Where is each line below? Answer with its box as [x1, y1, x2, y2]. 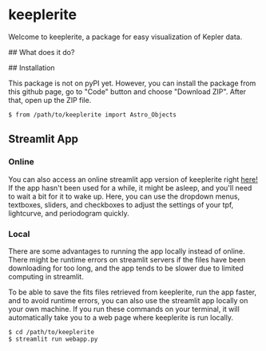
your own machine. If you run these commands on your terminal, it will [8, 304, 240, 314]
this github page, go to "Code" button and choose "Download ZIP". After [8, 86, 246, 97]
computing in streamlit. [8, 271, 84, 281]
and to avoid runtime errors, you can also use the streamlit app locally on [8, 295, 248, 305]
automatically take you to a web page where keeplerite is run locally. [8, 313, 234, 322]
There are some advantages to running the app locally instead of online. [8, 246, 245, 256]
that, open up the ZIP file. [8, 95, 92, 105]
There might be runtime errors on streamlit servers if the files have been [8, 254, 246, 264]
